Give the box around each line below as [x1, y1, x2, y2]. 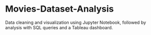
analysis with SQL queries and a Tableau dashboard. [5, 24, 113, 30]
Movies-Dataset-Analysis [5, 3, 114, 15]
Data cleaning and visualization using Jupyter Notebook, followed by [5, 19, 146, 25]
